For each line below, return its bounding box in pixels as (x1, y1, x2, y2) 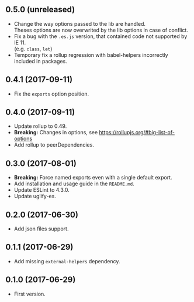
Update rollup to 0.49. (13, 123, 67, 130)
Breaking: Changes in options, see (13, 129, 98, 136)
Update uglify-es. (13, 193, 56, 200)
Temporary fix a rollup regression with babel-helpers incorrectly (13, 51, 168, 58)
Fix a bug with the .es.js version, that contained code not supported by (13, 32, 188, 40)
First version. (13, 290, 46, 297)
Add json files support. (13, 225, 69, 232)
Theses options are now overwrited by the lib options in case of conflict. (13, 26, 188, 33)
